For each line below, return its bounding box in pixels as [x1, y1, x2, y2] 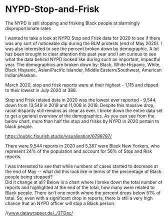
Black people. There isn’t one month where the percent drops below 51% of [5, 189, 161, 195]
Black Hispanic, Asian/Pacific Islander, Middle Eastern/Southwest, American [5, 66, 162, 73]
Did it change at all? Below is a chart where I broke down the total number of [5, 179, 162, 185]
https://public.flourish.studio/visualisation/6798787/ [5, 133, 112, 139]
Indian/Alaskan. [5, 72, 37, 78]
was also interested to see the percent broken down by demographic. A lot [5, 45, 159, 51]
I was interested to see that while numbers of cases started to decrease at [5, 163, 158, 169]
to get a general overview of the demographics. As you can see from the [5, 112, 155, 118]
